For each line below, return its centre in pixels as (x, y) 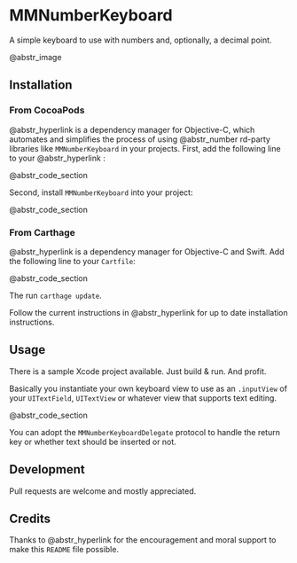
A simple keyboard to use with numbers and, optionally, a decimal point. (141, 40)
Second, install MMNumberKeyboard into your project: (101, 192)
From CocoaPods (47, 110)
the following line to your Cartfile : (72, 261)
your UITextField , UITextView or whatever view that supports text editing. (143, 398)
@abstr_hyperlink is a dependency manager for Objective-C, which (132, 129)
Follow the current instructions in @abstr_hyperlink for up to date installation (148, 312)
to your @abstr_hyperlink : (58, 158)
